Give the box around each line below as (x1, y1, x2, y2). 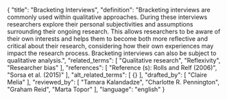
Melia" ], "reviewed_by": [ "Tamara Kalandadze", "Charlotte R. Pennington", (7, 78, 219, 86)
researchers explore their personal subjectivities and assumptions (7, 20, 193, 28)
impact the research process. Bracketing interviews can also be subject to (7, 49, 217, 57)
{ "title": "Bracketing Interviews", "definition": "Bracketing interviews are (7, 6, 211, 14)
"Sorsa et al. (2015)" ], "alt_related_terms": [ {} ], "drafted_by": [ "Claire (7, 71, 208, 79)
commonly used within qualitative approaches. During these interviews (7, 13, 208, 21)
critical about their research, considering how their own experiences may (7, 42, 214, 50)
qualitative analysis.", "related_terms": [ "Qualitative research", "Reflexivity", (7, 56, 221, 64)
